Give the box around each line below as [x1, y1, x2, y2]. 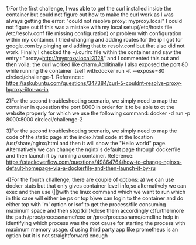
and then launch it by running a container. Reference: [6, 152, 134, 159]
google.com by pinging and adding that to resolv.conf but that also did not [6, 42, 185, 49]
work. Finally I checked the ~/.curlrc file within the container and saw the [6, 49, 182, 55]
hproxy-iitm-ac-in [6, 86, 49, 93]
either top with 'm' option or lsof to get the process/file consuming [6, 201, 166, 207]
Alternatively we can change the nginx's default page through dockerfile [6, 146, 181, 153]
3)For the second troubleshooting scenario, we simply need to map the [6, 127, 177, 134]
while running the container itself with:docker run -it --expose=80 [6, 67, 165, 74]
